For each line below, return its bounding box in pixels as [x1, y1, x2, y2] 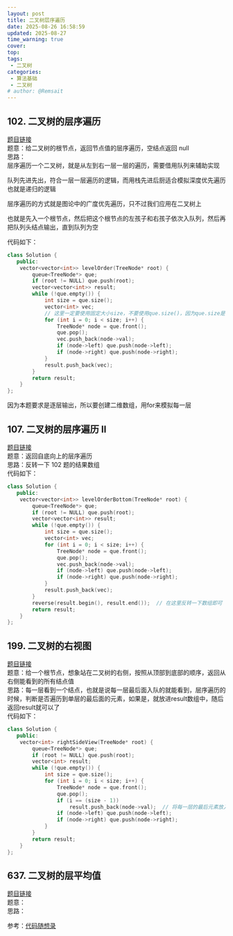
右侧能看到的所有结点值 [7, 677, 74, 685]
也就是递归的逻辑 [7, 184, 56, 193]
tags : [7, 56, 23, 63]
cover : [7, 42, 26, 49]
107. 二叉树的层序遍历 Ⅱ [7, 423, 107, 435]
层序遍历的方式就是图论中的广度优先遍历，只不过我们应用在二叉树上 [7, 199, 202, 207]
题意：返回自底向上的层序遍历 [7, 452, 92, 460]
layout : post [7, 10, 45, 17]
